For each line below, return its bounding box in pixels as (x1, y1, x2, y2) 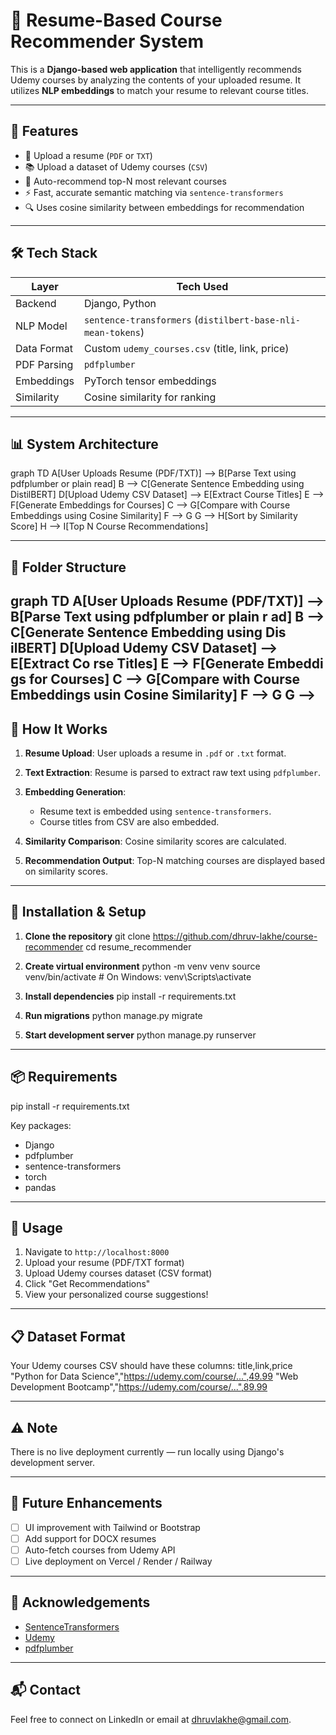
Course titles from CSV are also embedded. (39, 815, 220, 828)
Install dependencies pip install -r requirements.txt (24, 990, 237, 1002)
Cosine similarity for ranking (83, 390, 217, 404)
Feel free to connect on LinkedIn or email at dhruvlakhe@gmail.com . (10, 1713, 292, 1725)
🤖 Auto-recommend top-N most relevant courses (24, 175, 227, 187)
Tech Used (176, 279, 229, 293)
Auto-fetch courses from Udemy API (24, 1544, 176, 1556)
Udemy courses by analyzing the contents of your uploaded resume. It (10, 74, 302, 86)
